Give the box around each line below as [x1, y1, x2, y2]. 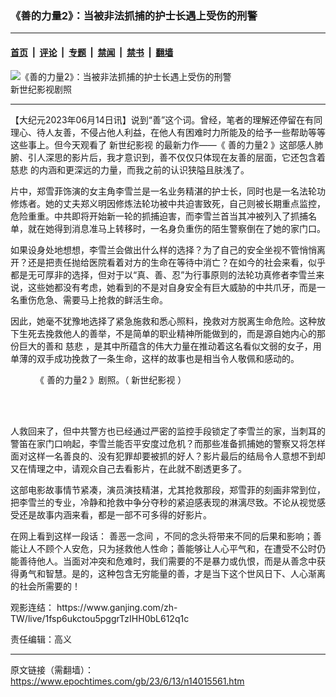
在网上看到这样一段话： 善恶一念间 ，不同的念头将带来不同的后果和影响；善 [10, 530, 322, 542]
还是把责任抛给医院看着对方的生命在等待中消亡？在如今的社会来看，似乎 [27, 256, 326, 268]
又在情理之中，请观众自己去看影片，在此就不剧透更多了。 [10, 462, 247, 474]
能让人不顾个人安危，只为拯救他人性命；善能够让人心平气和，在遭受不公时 [10, 542, 317, 554]
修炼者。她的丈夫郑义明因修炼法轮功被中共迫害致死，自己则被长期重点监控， [10, 197, 326, 209]
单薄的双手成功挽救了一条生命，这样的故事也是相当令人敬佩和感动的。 [10, 352, 300, 364]
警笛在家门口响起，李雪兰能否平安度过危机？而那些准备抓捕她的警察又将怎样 [10, 437, 326, 449]
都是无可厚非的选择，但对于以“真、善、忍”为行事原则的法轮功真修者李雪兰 [10, 268, 317, 281]
